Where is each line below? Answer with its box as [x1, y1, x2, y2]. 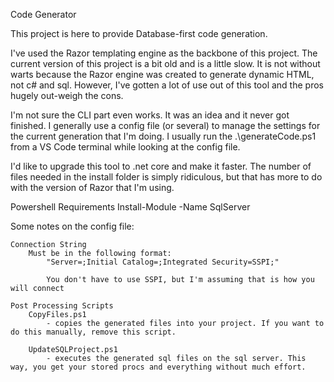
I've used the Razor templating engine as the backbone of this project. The [10, 47, 318, 59]
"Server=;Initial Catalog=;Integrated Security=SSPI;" [46, 257, 280, 267]
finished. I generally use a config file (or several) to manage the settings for [10, 120, 321, 131]
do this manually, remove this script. [10, 327, 177, 337]
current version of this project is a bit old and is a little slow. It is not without [10, 58, 321, 69]
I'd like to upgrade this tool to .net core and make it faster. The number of [10, 160, 312, 172]
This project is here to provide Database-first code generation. [10, 28, 268, 39]
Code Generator [10, 9, 77, 20]
